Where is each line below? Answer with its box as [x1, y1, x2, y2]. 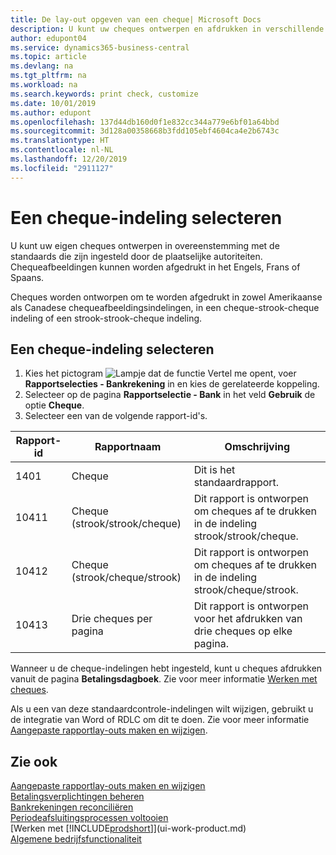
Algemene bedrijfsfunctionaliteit [10, 833, 142, 845]
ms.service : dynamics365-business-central [10, 42, 190, 53]
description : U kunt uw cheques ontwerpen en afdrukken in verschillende [10, 24, 325, 34]
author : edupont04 [10, 33, 87, 43]
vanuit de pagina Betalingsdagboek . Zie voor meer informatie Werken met [10, 673, 318, 685]
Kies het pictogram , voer [24, 367, 297, 380]
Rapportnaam [94, 440, 162, 454]
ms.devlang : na [10, 61, 74, 71]
